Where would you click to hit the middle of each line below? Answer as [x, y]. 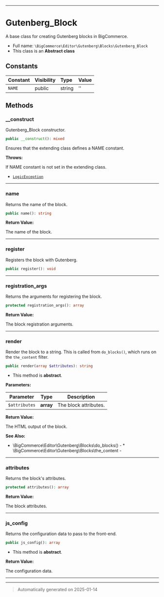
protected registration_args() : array [45, 305]
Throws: [14, 158]
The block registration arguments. [39, 324]
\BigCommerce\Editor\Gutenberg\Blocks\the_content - [67, 451]
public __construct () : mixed [35, 139]
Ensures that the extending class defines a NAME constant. [65, 148]
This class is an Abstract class [44, 51]
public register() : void [31, 269]
